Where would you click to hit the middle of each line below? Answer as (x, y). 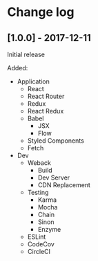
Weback (39, 163)
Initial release (26, 54)
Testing (38, 192)
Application (33, 81)
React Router (46, 96)
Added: (18, 68)
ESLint (37, 237)
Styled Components (56, 141)
